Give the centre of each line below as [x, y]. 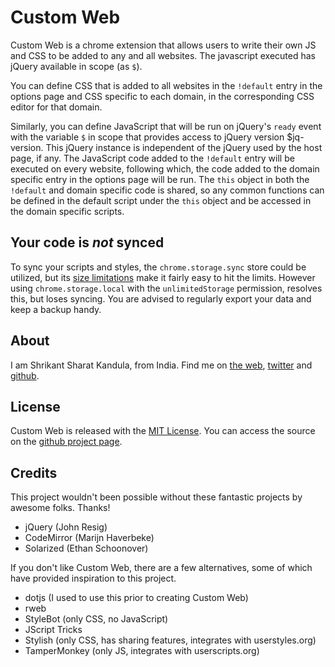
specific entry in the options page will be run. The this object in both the [160, 179]
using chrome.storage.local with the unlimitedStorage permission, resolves [166, 288]
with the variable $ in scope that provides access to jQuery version [147, 137]
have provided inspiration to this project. [93, 578]
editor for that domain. [56, 107]
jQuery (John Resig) [66, 527]
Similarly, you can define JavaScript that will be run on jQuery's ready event [166, 126]
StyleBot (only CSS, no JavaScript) [96, 619]
